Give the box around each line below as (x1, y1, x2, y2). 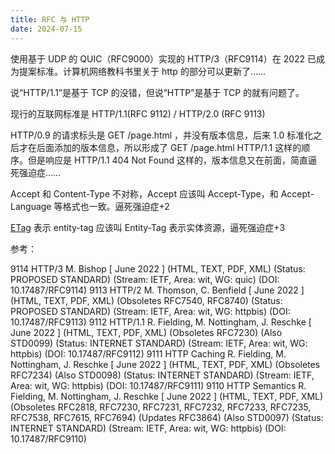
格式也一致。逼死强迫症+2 (62, 200, 170, 212)
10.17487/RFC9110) (10, 432, 87, 445)
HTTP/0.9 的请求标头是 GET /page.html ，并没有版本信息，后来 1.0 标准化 (10, 129, 314, 141)
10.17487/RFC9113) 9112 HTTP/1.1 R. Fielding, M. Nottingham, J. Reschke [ (10, 316, 312, 328)
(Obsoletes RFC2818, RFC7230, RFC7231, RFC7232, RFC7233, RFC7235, (10, 401, 312, 413)
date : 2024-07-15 (10, 24, 83, 34)
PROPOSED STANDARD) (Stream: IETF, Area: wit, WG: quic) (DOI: (10, 273, 280, 285)
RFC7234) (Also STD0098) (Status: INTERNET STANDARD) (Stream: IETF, (10, 369, 315, 381)
